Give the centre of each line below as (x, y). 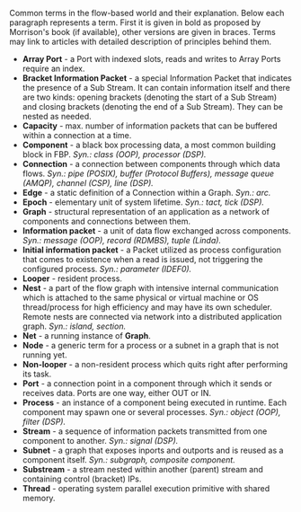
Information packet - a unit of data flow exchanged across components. (157, 231)
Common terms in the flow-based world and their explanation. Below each (147, 13)
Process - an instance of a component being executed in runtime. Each (155, 402)
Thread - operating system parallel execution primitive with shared (146, 488)
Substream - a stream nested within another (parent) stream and (142, 469)
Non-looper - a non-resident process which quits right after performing (155, 364)
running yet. (44, 355)
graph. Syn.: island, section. (74, 326)
